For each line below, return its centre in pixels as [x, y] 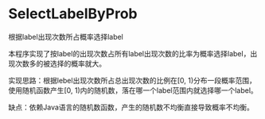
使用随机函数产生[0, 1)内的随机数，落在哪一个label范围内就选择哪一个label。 [133, 90]
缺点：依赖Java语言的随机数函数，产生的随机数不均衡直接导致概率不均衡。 [131, 107]
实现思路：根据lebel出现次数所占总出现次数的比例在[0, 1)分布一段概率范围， [132, 80]
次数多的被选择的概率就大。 [60, 63]
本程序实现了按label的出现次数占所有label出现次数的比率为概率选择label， [129, 53]
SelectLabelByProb [73, 14]
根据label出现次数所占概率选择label [66, 36]
